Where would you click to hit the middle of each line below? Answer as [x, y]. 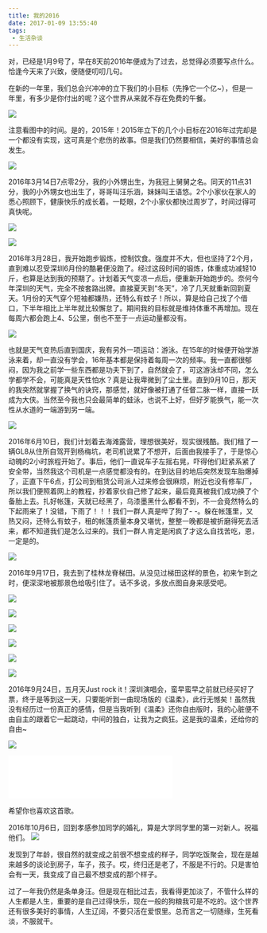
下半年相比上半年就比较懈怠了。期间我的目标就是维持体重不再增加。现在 [140, 308]
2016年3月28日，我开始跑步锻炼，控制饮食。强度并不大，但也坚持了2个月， [133, 259]
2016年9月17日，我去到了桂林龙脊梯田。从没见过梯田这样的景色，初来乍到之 [133, 573]
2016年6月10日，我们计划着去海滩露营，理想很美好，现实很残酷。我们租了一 [133, 442]
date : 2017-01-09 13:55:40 [53, 23]
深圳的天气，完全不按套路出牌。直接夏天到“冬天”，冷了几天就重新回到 [130, 288]
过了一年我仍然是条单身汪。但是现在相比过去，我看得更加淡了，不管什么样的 [133, 892]
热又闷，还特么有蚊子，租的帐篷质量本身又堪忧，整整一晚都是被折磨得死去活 [133, 521]
